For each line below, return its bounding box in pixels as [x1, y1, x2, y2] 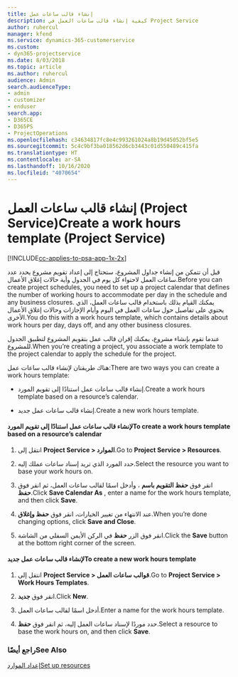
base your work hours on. [17, 467, 94, 476]
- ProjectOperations [7, 130, 69, 137]
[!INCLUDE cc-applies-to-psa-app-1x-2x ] [7, 253, 127, 262]
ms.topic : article [7, 63, 62, 70]
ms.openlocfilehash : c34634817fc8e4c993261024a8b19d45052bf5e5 [7, 136, 199, 143]
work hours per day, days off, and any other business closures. [7, 320, 192, 329]
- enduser [7, 103, 37, 110]
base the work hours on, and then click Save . [17, 627, 151, 636]
